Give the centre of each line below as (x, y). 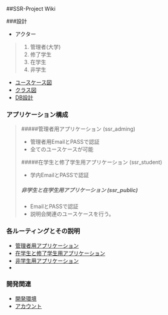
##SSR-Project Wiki (31, 9)
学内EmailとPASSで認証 (60, 175)
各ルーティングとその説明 (43, 231)
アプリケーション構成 (37, 114)
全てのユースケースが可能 (62, 149)
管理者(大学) (45, 47)
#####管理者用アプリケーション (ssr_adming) (78, 129)
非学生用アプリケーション (47, 261)
